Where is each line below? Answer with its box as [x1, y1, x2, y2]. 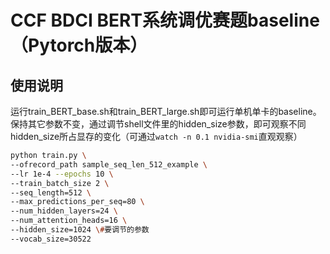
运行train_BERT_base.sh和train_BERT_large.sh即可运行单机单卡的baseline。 [10, 106, 322, 117]
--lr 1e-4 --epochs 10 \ [10, 169, 114, 179]
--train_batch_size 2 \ [10, 178, 110, 188]
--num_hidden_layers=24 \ [10, 206, 118, 216]
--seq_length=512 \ [10, 187, 92, 198]
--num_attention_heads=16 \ [10, 216, 128, 226]
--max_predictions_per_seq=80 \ [10, 197, 145, 207]
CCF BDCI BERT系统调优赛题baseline [10, 9, 320, 32]
